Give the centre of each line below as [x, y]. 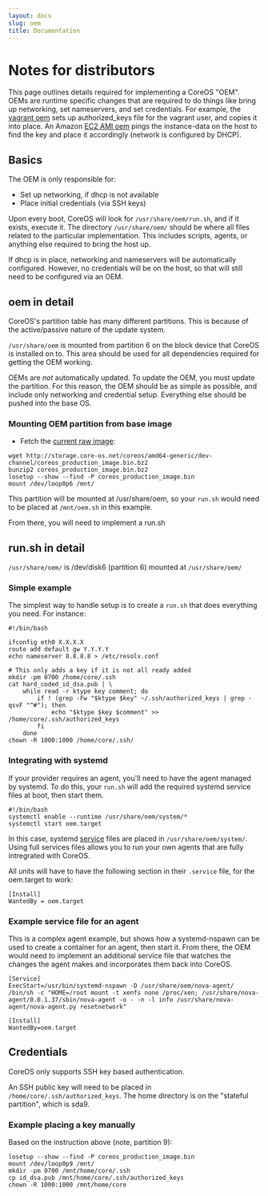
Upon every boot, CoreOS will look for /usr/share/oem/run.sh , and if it [124, 219]
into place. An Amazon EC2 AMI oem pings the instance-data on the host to [133, 126]
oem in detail [41, 302]
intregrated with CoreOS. [49, 855]
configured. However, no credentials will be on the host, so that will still [126, 268]
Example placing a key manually [72, 1125]
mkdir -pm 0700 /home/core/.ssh [62, 678]
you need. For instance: [47, 614]
